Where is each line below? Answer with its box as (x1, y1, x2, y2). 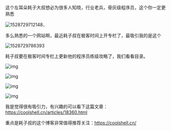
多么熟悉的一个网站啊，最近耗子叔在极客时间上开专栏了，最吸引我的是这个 (5, 33, 161, 38)
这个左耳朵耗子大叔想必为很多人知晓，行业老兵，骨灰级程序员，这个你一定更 (5, 5, 166, 10)
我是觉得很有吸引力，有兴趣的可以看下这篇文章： (5, 103, 108, 110)
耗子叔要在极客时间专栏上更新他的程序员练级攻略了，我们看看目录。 (5, 53, 148, 59)
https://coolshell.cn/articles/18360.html (5, 109, 88, 115)
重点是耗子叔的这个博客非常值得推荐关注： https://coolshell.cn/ (5, 120, 136, 126)
